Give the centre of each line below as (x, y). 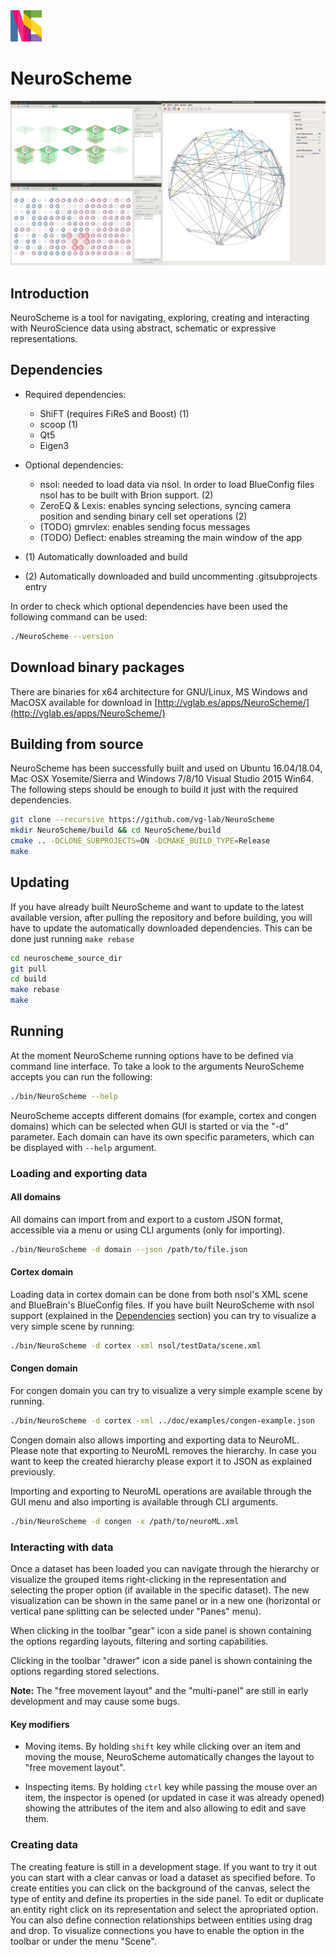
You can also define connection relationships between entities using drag (161, 1920)
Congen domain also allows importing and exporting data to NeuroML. (155, 1440)
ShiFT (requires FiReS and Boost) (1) (114, 413)
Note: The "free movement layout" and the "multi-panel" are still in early (159, 1691)
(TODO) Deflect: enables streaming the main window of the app (171, 537)
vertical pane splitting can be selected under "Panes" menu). (136, 1611)
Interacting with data (62, 1547)
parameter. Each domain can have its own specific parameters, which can (162, 1136)
